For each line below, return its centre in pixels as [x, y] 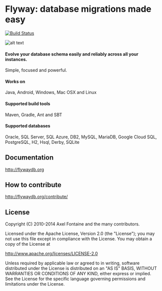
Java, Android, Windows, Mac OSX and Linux [51, 93]
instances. [16, 59]
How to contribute [33, 185]
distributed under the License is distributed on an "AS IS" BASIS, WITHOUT [81, 268]
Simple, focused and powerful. [36, 70]
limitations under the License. [35, 284]
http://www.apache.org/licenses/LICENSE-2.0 [52, 254]
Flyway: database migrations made [78, 9]
